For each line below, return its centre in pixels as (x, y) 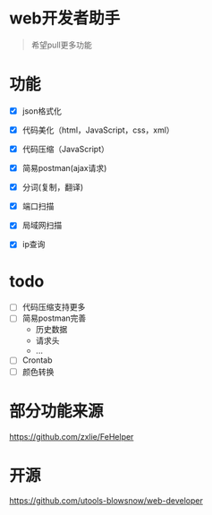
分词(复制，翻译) (52, 187)
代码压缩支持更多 (54, 307)
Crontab (37, 360)
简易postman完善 (54, 318)
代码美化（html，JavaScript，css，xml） (98, 130)
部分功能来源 (57, 411)
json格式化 (42, 111)
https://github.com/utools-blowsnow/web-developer (106, 501)
